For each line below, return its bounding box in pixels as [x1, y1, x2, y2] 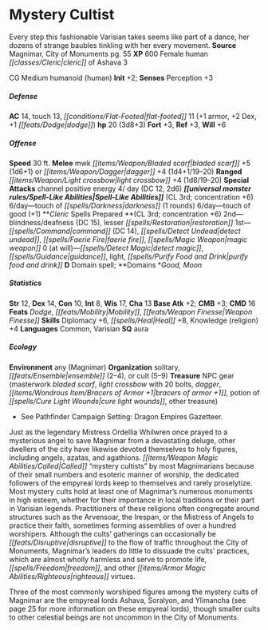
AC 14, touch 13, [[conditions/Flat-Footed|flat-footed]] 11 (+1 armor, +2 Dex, [9, 111, 258, 121]
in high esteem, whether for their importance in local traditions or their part [9, 495, 254, 505]
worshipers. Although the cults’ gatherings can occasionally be [9, 529, 216, 538]
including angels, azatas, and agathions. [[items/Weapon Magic [9, 453, 219, 462]
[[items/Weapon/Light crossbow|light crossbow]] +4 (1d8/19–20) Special [9, 175, 250, 184]
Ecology [9, 342, 37, 352]
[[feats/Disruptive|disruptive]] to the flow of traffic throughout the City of [9, 537, 248, 547]
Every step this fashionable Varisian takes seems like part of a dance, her [9, 32, 250, 42]
